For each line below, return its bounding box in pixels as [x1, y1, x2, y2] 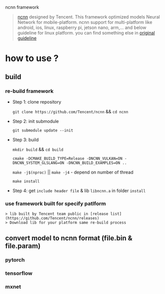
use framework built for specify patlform [5, 200, 106, 207]
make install [12, 178, 40, 184]
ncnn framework [5, 4, 39, 10]
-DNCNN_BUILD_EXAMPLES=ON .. [66, 160, 127, 165]
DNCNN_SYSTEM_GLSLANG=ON [12, 160, 64, 165]
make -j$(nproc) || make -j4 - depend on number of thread [12, 169, 133, 175]
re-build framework [5, 87, 54, 94]
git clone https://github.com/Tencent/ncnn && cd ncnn [12, 108, 128, 114]
